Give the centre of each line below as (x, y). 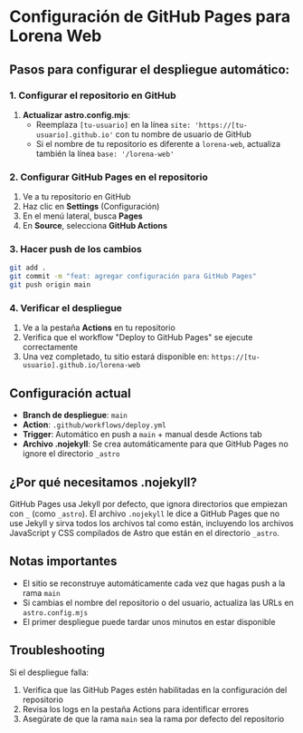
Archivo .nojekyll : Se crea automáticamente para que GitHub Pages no (156, 444)
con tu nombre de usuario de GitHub (183, 134)
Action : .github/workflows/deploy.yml (94, 425)
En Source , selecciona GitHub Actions (95, 226)
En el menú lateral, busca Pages (82, 216)
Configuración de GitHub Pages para (150, 17)
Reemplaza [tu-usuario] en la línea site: (114, 124)
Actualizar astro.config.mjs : (76, 114)
